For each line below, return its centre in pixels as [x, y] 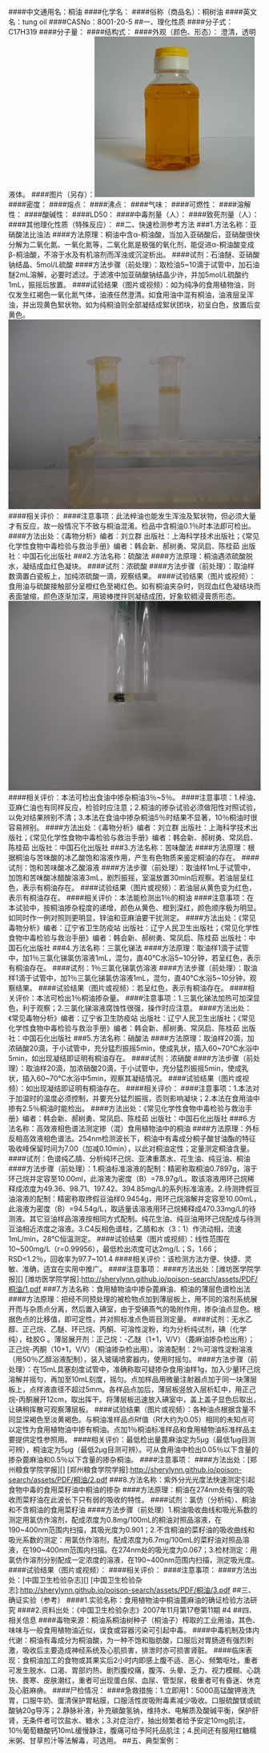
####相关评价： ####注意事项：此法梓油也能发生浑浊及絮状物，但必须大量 [132, 516]
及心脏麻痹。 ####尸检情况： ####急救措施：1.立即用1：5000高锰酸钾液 [128, 1690]
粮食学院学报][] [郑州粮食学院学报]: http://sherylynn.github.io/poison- [128, 1470]
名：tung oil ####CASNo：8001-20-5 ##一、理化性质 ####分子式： [121, 22]
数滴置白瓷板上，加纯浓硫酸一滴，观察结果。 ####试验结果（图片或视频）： [132, 576]
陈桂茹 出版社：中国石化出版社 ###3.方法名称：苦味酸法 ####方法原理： [128, 848]
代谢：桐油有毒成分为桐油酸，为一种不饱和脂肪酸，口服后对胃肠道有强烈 [127, 1640]
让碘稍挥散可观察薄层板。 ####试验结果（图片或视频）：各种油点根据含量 [129, 1409]
